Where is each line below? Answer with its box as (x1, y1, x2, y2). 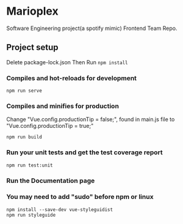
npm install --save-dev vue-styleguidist (6, 206, 113, 212)
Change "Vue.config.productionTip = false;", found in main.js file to (6, 116, 175, 123)
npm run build (6, 134, 43, 140)
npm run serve (6, 88, 43, 94)
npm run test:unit (6, 162, 53, 168)
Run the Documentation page (6, 176, 95, 185)
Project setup (6, 42, 59, 53)
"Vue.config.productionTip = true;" (6, 122, 94, 130)
